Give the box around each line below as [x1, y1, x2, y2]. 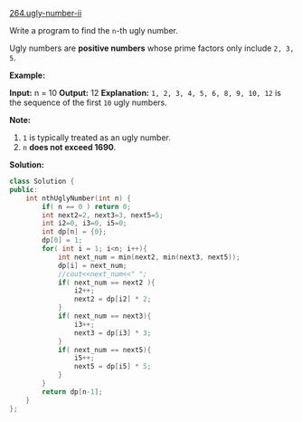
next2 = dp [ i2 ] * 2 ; [73, 294, 152, 304]
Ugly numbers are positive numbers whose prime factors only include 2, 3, [9, 43, 295, 53]
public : [9, 185, 39, 194]
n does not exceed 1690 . [22, 142, 117, 152]
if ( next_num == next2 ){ [57, 278, 156, 287]
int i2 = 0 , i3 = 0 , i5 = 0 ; [42, 219, 127, 228]
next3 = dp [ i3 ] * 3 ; [73, 328, 152, 338]
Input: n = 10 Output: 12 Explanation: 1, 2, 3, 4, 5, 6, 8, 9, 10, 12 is [9, 88, 282, 98]
